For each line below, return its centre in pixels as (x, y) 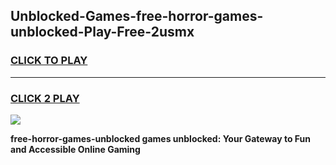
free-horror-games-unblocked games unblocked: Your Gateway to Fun (161, 138)
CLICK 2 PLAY (45, 98)
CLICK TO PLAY (49, 61)
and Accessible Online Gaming (75, 149)
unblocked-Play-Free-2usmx (102, 32)
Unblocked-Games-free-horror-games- (137, 16)
